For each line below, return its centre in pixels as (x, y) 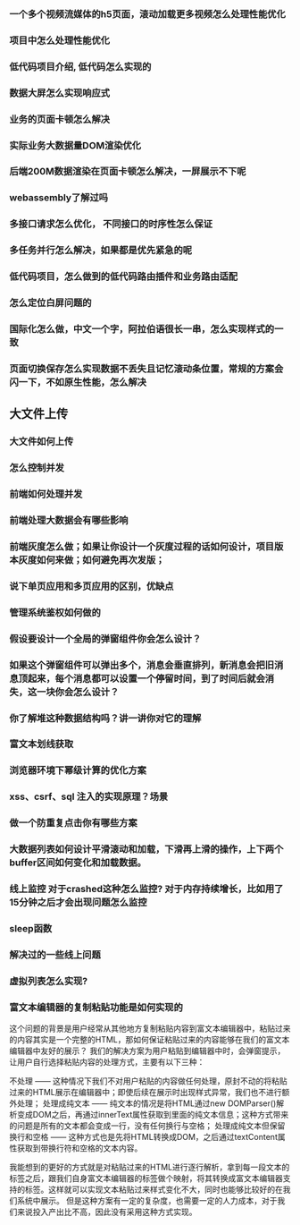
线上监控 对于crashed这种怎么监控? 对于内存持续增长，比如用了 (146, 889)
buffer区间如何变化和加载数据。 (78, 863)
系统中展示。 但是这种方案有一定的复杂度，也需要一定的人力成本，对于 (147, 1201)
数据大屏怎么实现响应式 (59, 93)
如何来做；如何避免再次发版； (101, 559)
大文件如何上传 (42, 442)
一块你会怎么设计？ (78, 692)
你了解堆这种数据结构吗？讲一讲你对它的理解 (105, 718)
